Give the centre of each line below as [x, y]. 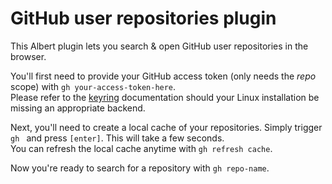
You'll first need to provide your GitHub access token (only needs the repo [163, 76]
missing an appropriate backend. [78, 108]
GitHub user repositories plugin [143, 18]
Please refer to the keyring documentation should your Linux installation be [165, 97]
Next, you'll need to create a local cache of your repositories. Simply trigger [166, 127]
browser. [28, 56]
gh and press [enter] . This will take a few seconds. [117, 138]
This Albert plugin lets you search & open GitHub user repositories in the [159, 46]
